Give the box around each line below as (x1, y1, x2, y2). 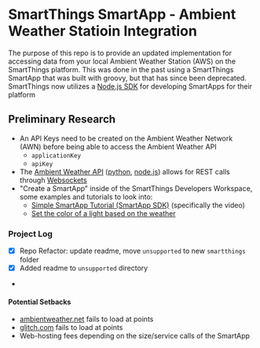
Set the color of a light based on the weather (31, 208, 176, 218)
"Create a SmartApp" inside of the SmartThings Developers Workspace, (19, 183, 253, 193)
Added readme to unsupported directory (19, 263, 148, 273)
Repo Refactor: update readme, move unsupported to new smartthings (19, 246, 246, 256)
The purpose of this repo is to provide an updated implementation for (8, 48, 233, 57)
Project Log (8, 228, 53, 239)
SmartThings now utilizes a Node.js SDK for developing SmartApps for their (8, 81, 253, 91)
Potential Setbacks (8, 297, 71, 306)
